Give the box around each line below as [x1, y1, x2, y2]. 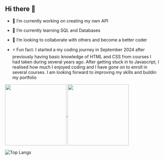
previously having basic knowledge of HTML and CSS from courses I [12, 53, 152, 59]
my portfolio [12, 74, 37, 80]
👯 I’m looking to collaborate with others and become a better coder [12, 37, 147, 43]
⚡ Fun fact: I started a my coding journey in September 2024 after [12, 46, 145, 52]
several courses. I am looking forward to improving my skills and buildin [12, 69, 157, 75]
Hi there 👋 [5, 5, 36, 13]
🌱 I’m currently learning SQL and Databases [12, 27, 100, 33]
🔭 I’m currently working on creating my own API [12, 18, 109, 23]
